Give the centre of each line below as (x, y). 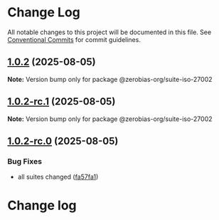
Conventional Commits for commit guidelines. (74, 39)
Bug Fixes (25, 161)
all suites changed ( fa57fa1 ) (58, 177)
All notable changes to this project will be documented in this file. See (109, 32)
